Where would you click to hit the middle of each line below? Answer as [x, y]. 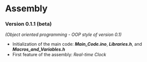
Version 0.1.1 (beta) [28, 24]
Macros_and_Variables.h [39, 49]
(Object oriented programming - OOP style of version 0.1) [64, 34]
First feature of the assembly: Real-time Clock [59, 55]
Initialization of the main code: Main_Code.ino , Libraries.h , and [77, 44]
